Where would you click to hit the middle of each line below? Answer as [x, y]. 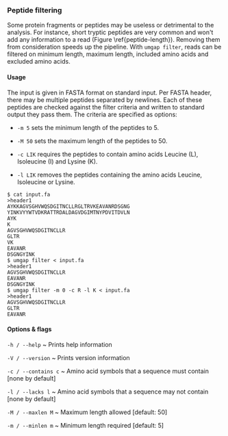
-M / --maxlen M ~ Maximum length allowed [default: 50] [87, 412]
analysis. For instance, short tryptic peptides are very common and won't [110, 32]
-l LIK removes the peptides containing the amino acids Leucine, [110, 175]
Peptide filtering [35, 10]
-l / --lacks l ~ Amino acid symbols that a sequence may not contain [108, 392]
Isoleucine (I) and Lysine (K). [57, 161]
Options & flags [29, 329]
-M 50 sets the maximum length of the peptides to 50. [92, 141]
